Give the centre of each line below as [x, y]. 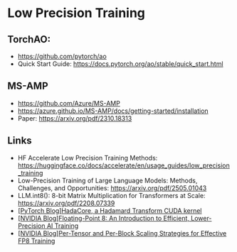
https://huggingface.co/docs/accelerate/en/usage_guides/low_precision [123, 165]
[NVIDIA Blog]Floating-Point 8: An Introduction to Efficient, [104, 218]
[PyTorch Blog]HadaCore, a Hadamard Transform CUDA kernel [110, 210]
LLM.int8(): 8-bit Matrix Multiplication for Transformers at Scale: [111, 195]
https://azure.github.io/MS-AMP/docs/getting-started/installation [113, 111]
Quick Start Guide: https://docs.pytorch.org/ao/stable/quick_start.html [120, 64]
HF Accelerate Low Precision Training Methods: [88, 158]
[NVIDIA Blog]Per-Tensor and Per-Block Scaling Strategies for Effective [122, 233]
